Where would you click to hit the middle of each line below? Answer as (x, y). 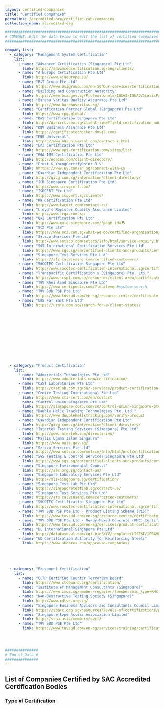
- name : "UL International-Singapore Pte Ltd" (66, 529)
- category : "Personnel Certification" (50, 569)
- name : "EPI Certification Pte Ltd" (56, 146)
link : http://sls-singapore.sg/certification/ (71, 479)
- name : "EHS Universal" (43, 137)
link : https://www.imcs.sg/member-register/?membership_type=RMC (91, 592)
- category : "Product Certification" (48, 365)
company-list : (20, 50)
